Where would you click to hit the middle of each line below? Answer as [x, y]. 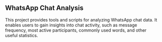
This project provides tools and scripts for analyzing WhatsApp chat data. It [81, 20]
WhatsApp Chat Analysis [44, 8]
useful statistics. [22, 35]
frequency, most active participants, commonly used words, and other [76, 30]
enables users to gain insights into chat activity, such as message [71, 25]
